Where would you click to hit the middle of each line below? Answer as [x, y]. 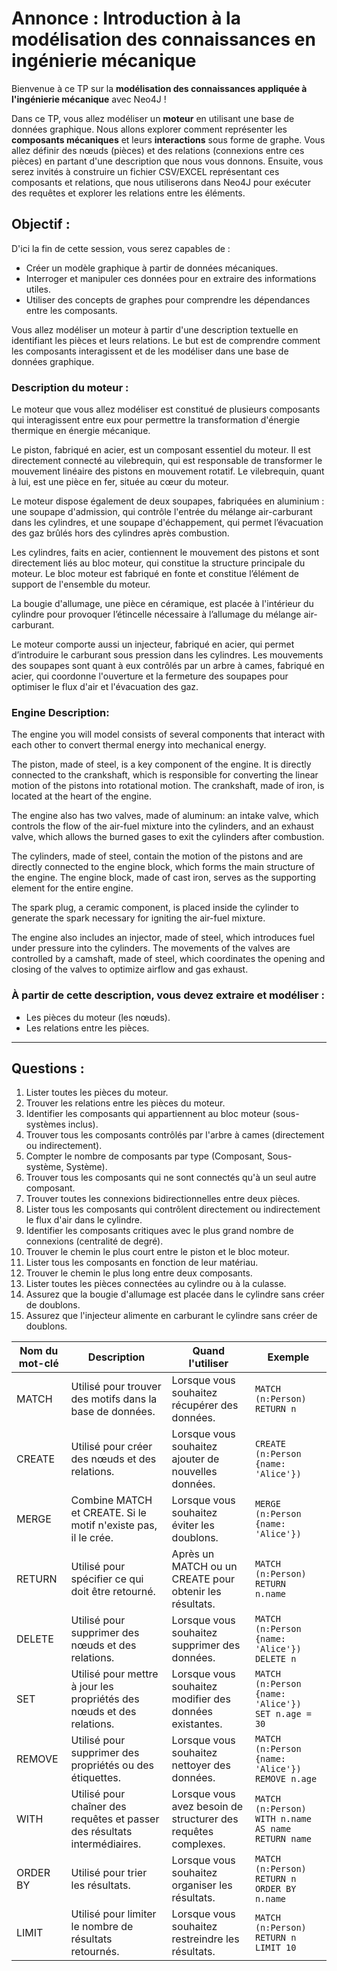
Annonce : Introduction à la [126, 18]
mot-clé [38, 1364]
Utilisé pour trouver [116, 1387]
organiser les [202, 1885]
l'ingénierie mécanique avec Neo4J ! [89, 99]
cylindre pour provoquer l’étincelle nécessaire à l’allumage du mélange [156, 614]
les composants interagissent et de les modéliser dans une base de [150, 351]
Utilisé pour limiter [113, 1914]
